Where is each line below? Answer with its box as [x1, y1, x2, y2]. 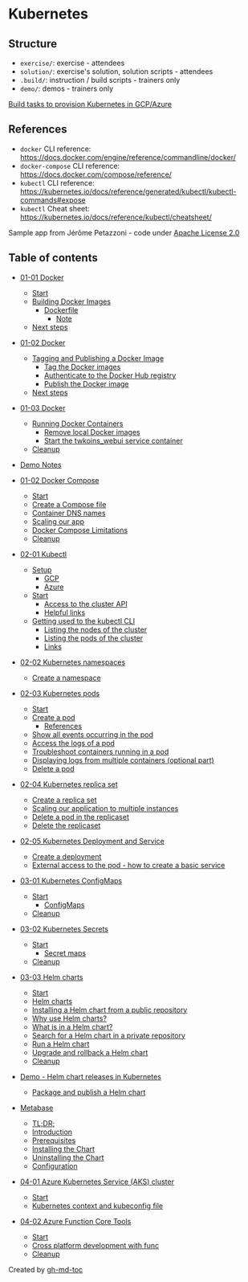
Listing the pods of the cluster [43, 633, 144, 643]
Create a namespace [31, 673, 102, 682]
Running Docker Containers [31, 419, 124, 428]
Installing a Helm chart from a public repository [31, 1005, 188, 1014]
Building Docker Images [31, 297, 111, 306]
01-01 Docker [19, 272, 64, 282]
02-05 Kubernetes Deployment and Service [19, 836, 165, 846]
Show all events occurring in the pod [31, 729, 154, 739]
